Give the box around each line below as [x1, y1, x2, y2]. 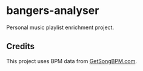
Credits [6, 41, 35, 52]
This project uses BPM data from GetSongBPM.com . [6, 57, 138, 64]
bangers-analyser [6, 4, 99, 18]
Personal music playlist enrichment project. [6, 24, 114, 31]
